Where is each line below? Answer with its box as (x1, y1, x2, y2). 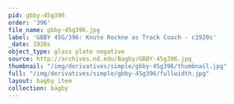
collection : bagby (8, 84, 69, 92)
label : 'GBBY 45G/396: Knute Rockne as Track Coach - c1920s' (8, 33, 217, 41)
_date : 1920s (8, 41, 51, 48)
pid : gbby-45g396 (8, 11, 65, 20)
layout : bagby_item (8, 77, 72, 84)
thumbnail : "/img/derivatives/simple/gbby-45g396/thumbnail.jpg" (8, 63, 227, 70)
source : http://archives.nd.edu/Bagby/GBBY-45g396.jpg (8, 56, 192, 63)
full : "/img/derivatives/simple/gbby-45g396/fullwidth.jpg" (8, 70, 210, 77)
